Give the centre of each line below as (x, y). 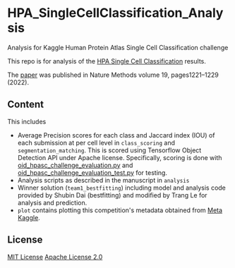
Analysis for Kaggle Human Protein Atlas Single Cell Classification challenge (118, 47)
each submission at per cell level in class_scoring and (96, 142)
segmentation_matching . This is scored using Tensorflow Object (109, 150)
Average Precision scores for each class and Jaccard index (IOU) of (116, 135)
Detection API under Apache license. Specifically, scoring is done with (120, 157)
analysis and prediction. (52, 202)
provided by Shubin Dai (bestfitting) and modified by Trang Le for (112, 195)
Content (26, 105)
